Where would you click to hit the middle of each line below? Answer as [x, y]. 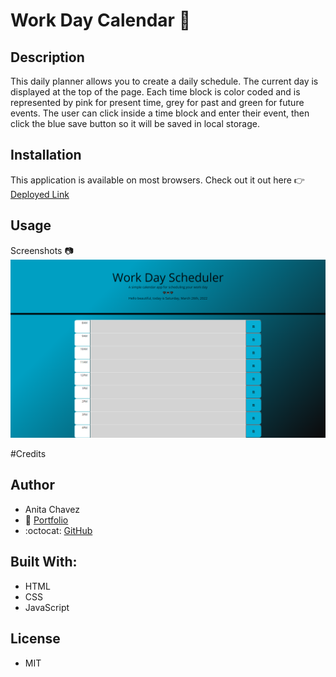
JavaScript [47, 607]
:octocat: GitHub [58, 530]
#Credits [28, 454]
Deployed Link [40, 194]
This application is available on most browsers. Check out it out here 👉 [157, 180]
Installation [46, 155]
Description [47, 57]
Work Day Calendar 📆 [101, 20]
